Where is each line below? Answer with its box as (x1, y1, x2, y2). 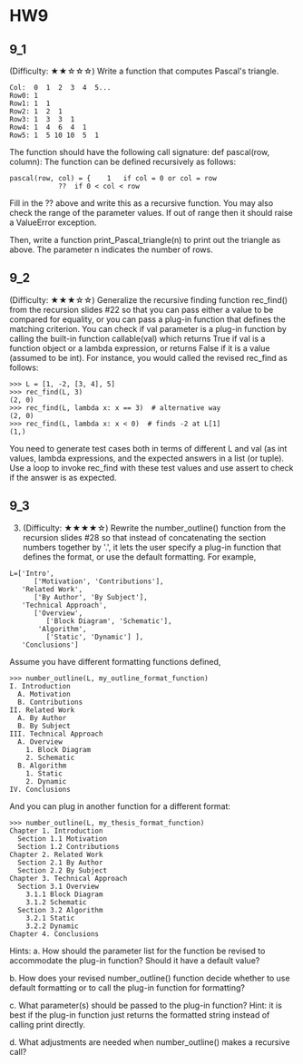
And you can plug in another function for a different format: (9, 800, 231, 812)
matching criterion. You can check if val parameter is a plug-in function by (9, 323, 288, 334)
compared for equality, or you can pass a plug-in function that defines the (9, 314, 286, 325)
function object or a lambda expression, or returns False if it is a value (9, 342, 270, 354)
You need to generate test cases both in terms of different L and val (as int (9, 443, 288, 454)
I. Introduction (9, 681, 71, 690)
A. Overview (17, 737, 64, 747)
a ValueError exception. (9, 217, 97, 228)
